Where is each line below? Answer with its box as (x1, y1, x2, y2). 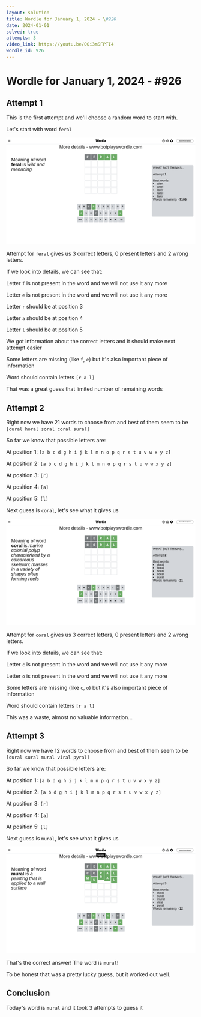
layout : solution (6, 10, 50, 16)
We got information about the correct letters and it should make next (6, 338, 176, 345)
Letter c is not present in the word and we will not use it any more (6, 660, 168, 668)
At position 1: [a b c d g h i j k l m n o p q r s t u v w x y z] (6, 448, 171, 456)
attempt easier (6, 344, 42, 351)
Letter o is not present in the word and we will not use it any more (6, 672, 168, 680)
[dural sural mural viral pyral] (6, 754, 90, 761)
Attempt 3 (6, 731, 45, 741)
